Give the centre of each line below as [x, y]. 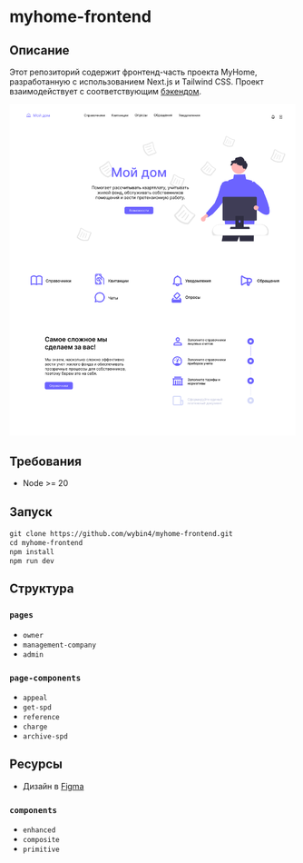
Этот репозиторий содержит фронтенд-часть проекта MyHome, [133, 72]
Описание [39, 50]
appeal [35, 698]
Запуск [31, 512]
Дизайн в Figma [53, 786]
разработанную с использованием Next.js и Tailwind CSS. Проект [137, 82]
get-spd [37, 708]
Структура [42, 589]
